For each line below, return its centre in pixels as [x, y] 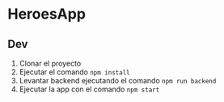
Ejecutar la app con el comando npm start [89, 89]
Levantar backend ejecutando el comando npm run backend [118, 81]
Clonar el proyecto [50, 63]
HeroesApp [47, 14]
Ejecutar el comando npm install [74, 72]
